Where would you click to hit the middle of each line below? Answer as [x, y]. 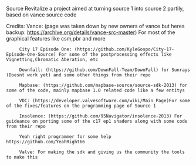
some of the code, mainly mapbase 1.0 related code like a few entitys [95, 90]
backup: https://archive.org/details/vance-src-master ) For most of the [91, 32]
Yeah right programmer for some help [65, 137]
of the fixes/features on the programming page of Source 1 [81, 106]
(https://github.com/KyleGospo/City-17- [124, 49]
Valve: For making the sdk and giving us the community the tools [102, 152]
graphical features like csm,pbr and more [56, 38]
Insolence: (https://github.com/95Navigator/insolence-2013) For [101, 116]
